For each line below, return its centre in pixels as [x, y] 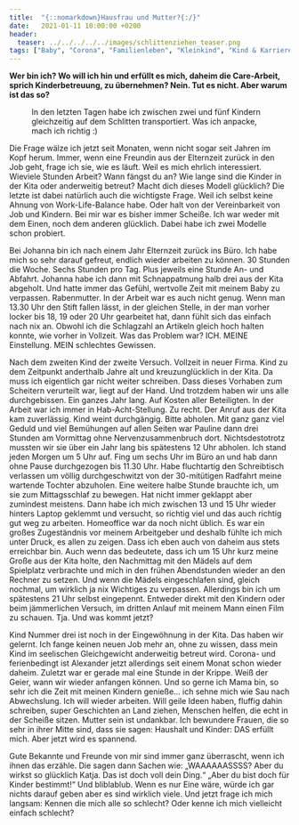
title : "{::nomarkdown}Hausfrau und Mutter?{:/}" [105, 17]
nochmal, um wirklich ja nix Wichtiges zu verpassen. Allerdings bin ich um [145, 589]
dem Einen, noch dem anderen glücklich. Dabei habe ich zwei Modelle [138, 224]
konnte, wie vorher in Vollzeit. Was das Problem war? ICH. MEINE [129, 336]
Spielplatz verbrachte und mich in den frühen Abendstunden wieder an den [147, 570]
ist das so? [30, 95]
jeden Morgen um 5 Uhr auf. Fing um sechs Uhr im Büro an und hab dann [143, 457]
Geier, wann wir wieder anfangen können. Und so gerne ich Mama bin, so [144, 683]
